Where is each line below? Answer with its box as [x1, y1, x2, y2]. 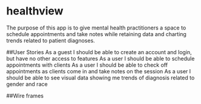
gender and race [6, 80, 48, 88]
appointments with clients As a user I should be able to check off [6, 61, 168, 69]
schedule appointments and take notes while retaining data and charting [6, 30, 186, 37]
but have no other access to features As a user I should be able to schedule [6, 55, 195, 62]
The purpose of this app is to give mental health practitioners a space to [6, 24, 186, 31]
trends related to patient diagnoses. [6, 37, 95, 44]
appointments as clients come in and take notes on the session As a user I [6, 67, 191, 75]
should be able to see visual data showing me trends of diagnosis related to [6, 74, 195, 81]
